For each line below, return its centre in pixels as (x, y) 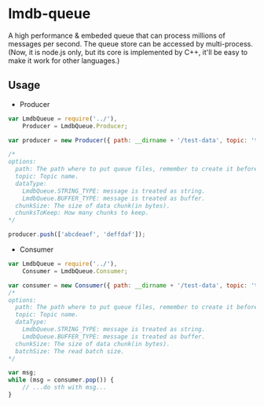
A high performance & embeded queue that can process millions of (117, 35)
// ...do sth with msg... (65, 388)
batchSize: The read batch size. (70, 351)
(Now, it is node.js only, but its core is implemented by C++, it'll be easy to (128, 52)
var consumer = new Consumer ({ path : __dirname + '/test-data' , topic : (128, 285)
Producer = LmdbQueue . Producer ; (75, 126)
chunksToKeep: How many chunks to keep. (82, 213)
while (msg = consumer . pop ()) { (61, 380)
